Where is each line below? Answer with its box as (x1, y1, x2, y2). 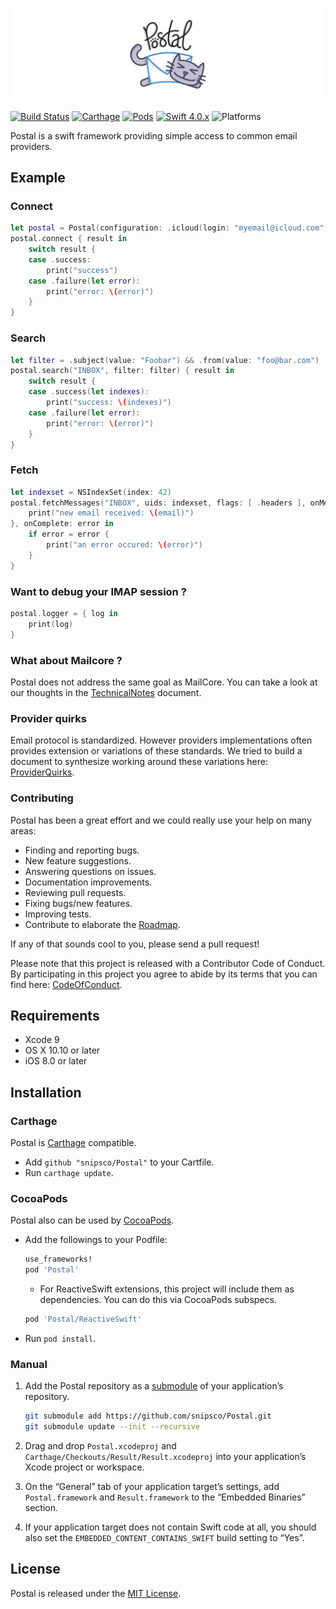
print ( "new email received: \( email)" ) (28, 508, 195, 518)
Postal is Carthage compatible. (10, 1137, 137, 1148)
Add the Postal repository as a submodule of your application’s (24, 1380, 284, 1392)
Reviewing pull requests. (24, 886, 127, 898)
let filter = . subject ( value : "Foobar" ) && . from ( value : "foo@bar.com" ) (10, 355, 320, 365)
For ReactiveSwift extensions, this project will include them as (39, 1283, 295, 1295)
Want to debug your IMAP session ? (10, 584, 187, 598)
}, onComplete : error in (10, 519, 114, 529)
